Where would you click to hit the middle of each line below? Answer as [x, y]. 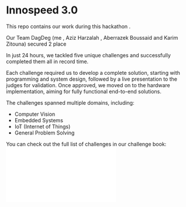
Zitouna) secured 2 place [36, 44]
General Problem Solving [44, 133]
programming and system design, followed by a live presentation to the [92, 79]
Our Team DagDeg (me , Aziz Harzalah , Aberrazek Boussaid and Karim [92, 37]
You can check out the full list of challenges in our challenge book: [86, 144]
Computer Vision [35, 114]
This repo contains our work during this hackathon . [68, 26]
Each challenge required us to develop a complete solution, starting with [93, 73]
